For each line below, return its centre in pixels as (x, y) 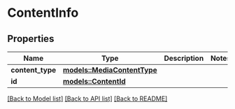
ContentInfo (43, 13)
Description (184, 58)
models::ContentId (94, 81)
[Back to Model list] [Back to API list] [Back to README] (87, 99)
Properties (31, 39)
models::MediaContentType (110, 70)
